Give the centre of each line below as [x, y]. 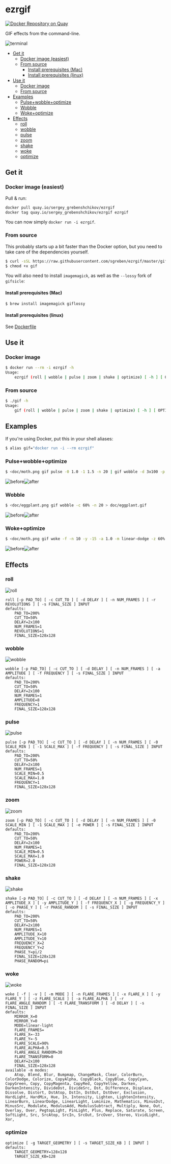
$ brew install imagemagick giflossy [45, 304]
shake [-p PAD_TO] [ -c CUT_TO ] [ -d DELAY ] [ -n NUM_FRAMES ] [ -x [82, 899]
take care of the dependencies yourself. [47, 252]
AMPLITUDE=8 [27, 700]
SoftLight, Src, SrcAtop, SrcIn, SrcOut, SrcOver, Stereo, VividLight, [83, 1115]
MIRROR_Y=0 [26, 1021]
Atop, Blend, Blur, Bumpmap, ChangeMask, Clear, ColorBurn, [79, 1075]
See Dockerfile [21, 327]
